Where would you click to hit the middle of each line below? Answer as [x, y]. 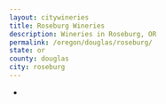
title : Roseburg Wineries [57, 26]
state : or [28, 51]
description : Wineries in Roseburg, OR [83, 34]
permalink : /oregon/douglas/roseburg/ [81, 42]
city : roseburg [37, 68]
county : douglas [39, 59]
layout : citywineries [49, 17]
